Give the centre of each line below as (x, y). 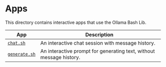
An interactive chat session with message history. (98, 43)
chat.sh (17, 43)
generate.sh (22, 54)
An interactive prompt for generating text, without (98, 51)
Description (99, 34)
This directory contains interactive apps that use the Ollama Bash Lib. (76, 22)
